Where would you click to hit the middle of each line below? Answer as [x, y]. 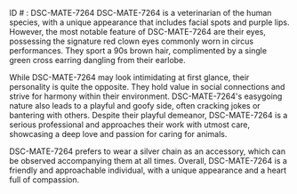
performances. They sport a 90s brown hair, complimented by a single [138, 51]
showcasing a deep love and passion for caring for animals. [118, 134]
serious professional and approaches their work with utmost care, [130, 125]
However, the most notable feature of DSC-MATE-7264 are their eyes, [138, 32]
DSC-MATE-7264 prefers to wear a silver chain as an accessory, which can [148, 151]
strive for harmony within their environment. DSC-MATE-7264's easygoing [146, 96]
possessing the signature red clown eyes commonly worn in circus [132, 41]
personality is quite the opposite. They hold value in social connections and [147, 87]
